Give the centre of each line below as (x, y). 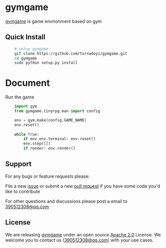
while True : (27, 134)
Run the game (20, 97)
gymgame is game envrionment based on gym (53, 21)
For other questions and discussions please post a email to (66, 201)
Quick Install (25, 37)
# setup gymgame (32, 49)
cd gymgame (26, 58)
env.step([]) (37, 144)
